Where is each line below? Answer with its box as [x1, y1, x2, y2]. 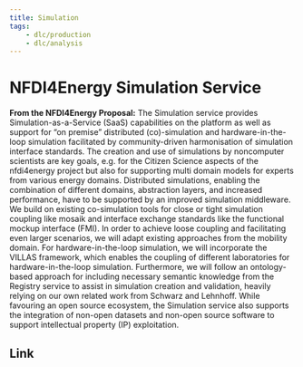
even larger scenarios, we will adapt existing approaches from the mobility [9, 233, 288, 244]
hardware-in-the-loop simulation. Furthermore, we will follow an [9, 262, 249, 273]
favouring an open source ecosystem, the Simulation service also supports [9, 300, 289, 311]
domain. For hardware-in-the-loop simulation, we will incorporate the [9, 242, 268, 254]
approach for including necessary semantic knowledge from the [34, 271, 275, 282]
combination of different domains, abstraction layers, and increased [9, 185, 263, 196]
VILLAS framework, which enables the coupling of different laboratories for [9, 252, 290, 263]
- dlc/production [25, 30, 92, 39]
